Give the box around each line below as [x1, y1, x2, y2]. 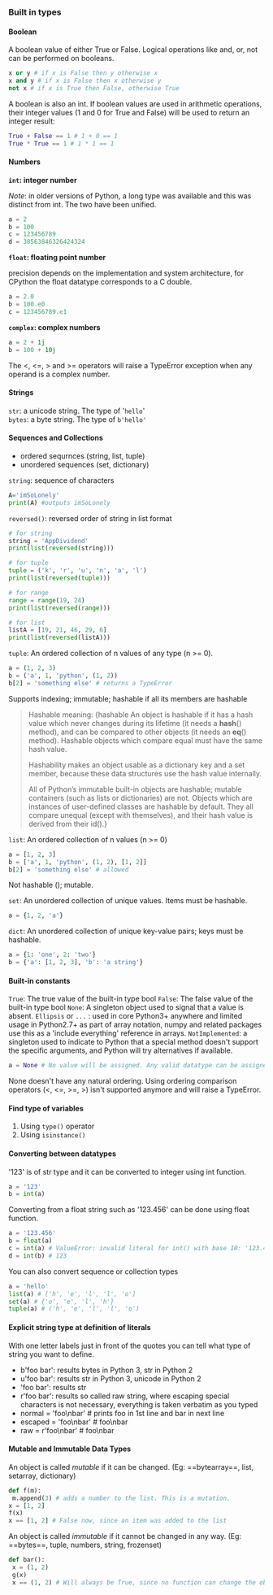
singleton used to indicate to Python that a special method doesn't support [8, 1037, 258, 1047]
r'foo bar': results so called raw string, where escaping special [19, 1391, 230, 1401]
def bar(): [8, 1556, 45, 1564]
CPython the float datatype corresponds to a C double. [8, 277, 193, 287]
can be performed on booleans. [8, 54, 115, 63]
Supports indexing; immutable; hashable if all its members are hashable [8, 693, 248, 703]
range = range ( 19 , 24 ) [8, 596, 85, 604]
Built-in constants [8, 976, 71, 985]
